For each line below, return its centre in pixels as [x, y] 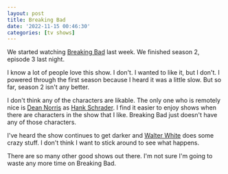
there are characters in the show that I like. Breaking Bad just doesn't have [112, 115]
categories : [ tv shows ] [41, 33]
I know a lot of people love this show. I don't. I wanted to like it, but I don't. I [113, 73]
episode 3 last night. [36, 60]
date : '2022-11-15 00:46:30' [49, 26]
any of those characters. [42, 122]
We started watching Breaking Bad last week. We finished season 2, [103, 52]
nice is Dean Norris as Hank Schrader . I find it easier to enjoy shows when [112, 108]
